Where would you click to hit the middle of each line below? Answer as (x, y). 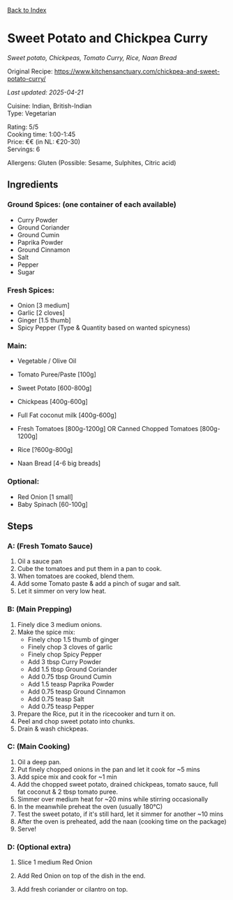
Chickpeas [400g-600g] (53, 402)
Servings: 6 (24, 149)
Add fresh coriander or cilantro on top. (73, 890)
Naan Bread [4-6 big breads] (59, 463)
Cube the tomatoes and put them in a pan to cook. (89, 569)
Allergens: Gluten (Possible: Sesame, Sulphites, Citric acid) (92, 162)
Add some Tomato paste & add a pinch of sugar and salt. (99, 584)
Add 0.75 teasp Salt (56, 698)
